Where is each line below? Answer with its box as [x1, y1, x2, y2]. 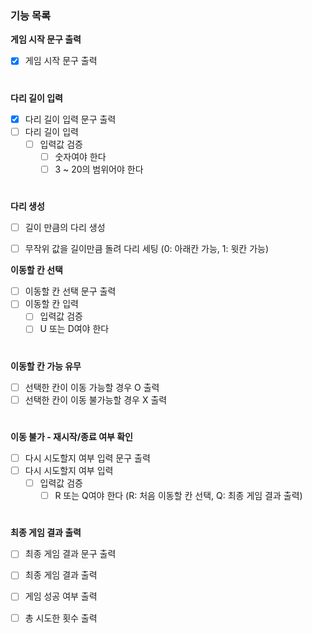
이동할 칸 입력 [24, 298, 79, 310]
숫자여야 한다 [54, 150, 107, 162]
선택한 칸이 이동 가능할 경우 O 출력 [24, 381, 160, 393]
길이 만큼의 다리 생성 [24, 222, 106, 234]
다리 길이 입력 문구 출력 [24, 113, 117, 125]
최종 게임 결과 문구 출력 [24, 548, 117, 560]
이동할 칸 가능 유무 [10, 360, 82, 372]
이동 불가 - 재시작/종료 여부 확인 [10, 430, 133, 442]
